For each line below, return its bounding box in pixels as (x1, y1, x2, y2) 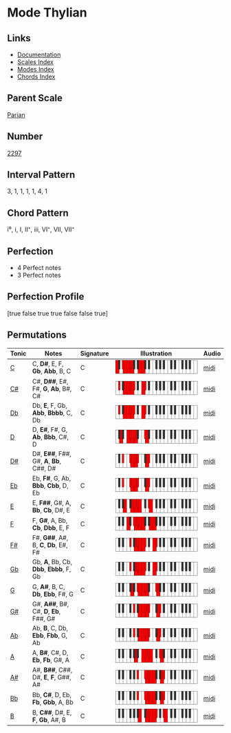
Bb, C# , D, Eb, (32, 690, 72, 699)
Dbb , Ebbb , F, (32, 565, 71, 573)
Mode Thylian (7, 5, 87, 21)
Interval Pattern (7, 169, 76, 180)
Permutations (7, 329, 67, 341)
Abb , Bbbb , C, (32, 409, 73, 417)
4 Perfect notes (16, 264, 62, 272)
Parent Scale (7, 92, 63, 104)
